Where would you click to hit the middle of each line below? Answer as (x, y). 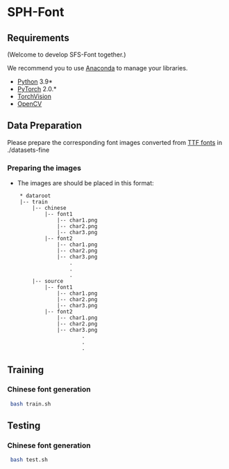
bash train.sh (31, 404)
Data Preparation (44, 126)
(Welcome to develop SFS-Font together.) (67, 54)
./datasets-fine (28, 150)
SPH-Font (36, 12)
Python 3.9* (35, 82)
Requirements (38, 38)
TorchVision (34, 96)
